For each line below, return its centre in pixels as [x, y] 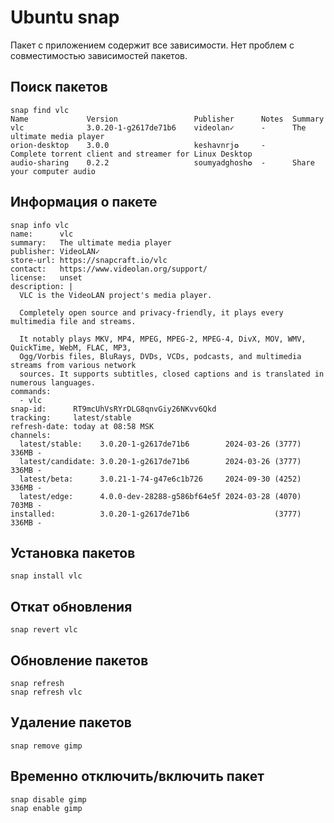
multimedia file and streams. [73, 321]
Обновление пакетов [79, 660]
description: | [42, 286]
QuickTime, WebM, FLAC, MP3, [71, 347]
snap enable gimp [46, 808]
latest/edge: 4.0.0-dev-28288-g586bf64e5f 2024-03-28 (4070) [160, 496]
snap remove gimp [46, 746]
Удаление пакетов [71, 722]
